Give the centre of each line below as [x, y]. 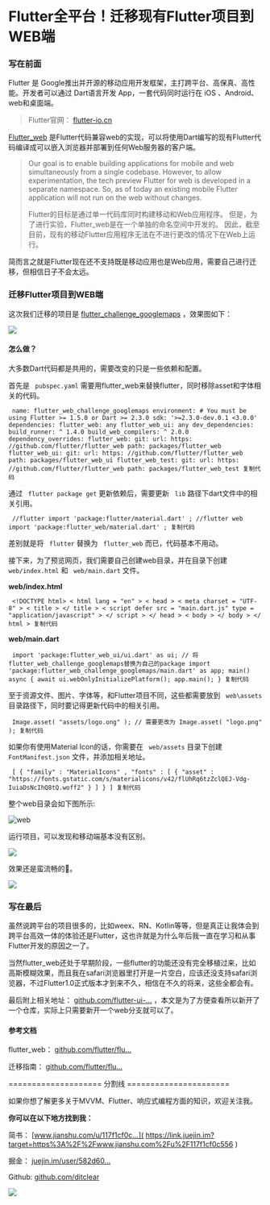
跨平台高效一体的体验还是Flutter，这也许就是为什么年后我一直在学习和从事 [132, 936]
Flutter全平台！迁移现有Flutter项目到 [131, 17]
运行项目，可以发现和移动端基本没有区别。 [79, 836]
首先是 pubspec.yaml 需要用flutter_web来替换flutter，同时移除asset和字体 [131, 385]
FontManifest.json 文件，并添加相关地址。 [79, 756]
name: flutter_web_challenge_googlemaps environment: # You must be [129, 411]
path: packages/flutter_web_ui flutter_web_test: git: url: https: [124, 460]
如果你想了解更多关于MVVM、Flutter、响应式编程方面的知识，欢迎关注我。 [133, 1101]
